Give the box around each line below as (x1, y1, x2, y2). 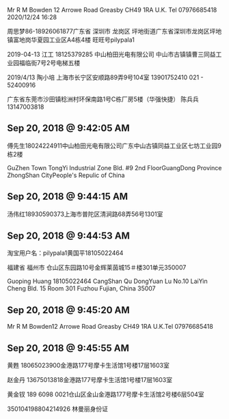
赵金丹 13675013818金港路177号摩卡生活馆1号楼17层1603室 (7, 376, 173, 384)
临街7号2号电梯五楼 (25, 59, 81, 67)
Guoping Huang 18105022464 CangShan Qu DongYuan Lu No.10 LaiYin (7, 277, 208, 286)
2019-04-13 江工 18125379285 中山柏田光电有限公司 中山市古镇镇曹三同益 (7, 51, 217, 58)
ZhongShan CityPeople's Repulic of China (7, 171, 125, 179)
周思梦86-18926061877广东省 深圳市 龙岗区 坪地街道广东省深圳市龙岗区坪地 (7, 27, 222, 35)
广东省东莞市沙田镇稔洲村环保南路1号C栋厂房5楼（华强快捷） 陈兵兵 (7, 95, 200, 103)
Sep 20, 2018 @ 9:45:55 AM (7, 342, 130, 354)
